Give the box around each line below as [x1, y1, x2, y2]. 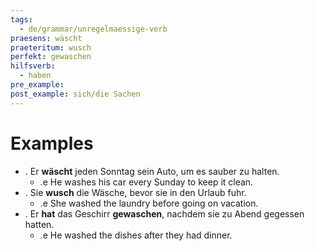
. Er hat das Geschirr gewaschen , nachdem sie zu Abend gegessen [24, 207, 305, 220]
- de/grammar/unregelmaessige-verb [19, 24, 168, 34]
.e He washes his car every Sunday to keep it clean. [39, 176, 254, 188]
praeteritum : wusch [10, 42, 92, 53]
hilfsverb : [10, 61, 56, 71]
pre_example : [10, 80, 65, 90]
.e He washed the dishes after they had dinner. [39, 229, 233, 241]
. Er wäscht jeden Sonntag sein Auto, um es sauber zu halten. [24, 165, 280, 177]
